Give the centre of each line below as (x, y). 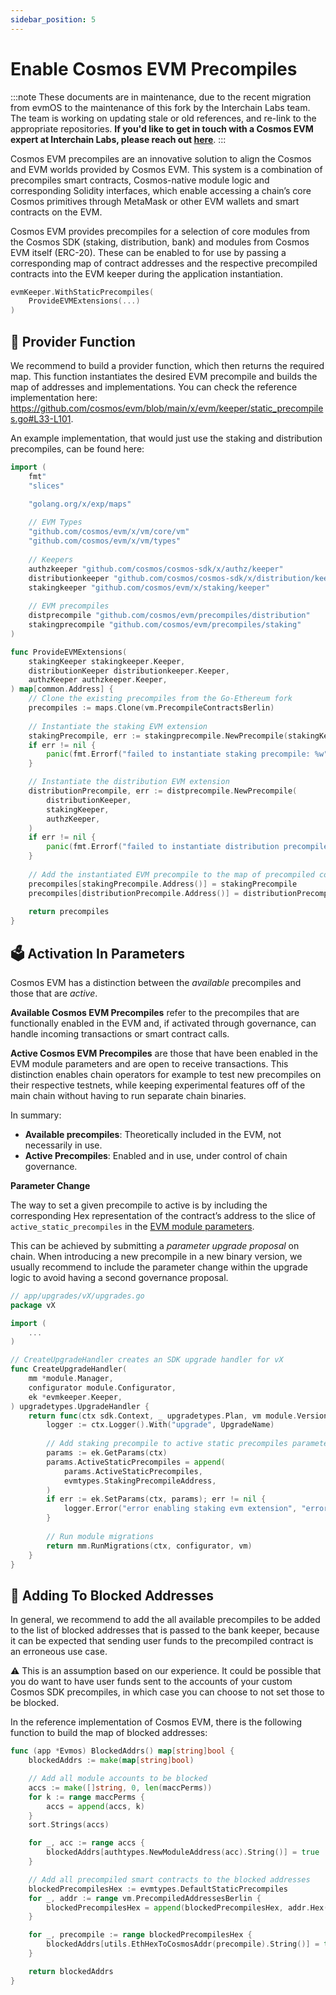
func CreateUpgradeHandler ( (69, 1369)
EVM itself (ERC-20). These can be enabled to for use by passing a (148, 252)
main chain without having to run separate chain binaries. (128, 1095)
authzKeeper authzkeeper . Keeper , (98, 680)
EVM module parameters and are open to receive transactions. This (149, 1063)
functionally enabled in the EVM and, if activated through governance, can (163, 1023)
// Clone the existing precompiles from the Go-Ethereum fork (160, 699)
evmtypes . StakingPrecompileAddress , (140, 1481)
